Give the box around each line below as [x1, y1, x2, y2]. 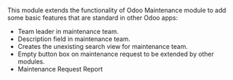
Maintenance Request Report [17, 65, 103, 73]
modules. [17, 57, 45, 66]
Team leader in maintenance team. [17, 28, 119, 35]
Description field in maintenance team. [17, 35, 131, 43]
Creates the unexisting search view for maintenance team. [17, 42, 188, 50]
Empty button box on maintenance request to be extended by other [17, 50, 215, 58]
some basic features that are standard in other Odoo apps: [7, 13, 178, 22]
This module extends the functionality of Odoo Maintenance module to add [7, 6, 227, 14]
